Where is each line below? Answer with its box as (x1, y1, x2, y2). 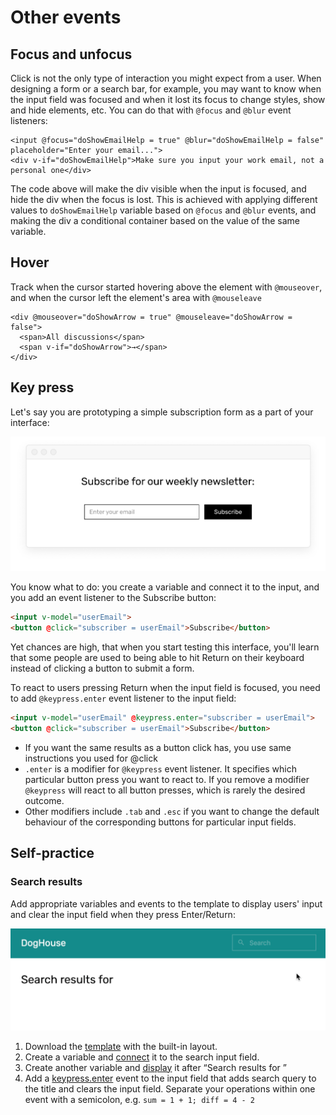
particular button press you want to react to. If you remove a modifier (24, 773, 310, 785)
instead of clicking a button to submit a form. (10, 662, 195, 675)
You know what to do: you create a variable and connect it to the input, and (10, 581, 320, 593)
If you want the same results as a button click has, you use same (24, 741, 292, 753)
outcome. (24, 794, 65, 806)
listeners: (10, 115, 48, 126)
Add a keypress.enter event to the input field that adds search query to (24, 1072, 317, 1084)
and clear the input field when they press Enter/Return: (10, 908, 236, 920)
